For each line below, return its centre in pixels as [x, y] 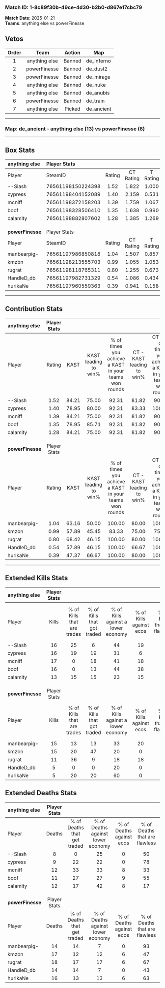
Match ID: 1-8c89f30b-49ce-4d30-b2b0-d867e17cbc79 [74, 7]
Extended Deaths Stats [41, 793]
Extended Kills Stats [37, 578]
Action [72, 53]
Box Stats [20, 150]
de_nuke [96, 85]
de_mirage [98, 77]
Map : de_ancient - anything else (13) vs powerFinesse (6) [75, 129]
